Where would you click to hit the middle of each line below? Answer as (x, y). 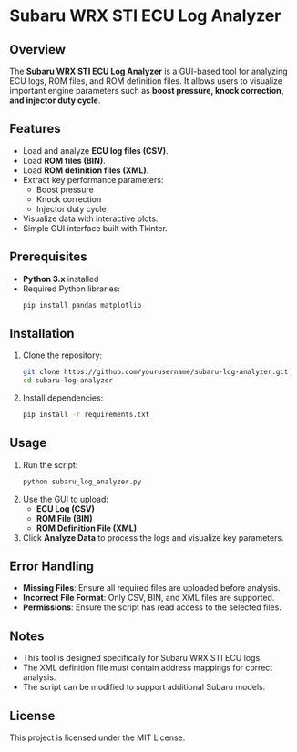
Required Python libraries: (72, 289)
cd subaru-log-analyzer (68, 381)
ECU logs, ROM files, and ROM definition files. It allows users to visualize (146, 81)
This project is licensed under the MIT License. (97, 737)
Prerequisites (48, 257)
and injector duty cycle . (55, 100)
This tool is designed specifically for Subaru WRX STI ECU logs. (142, 658)
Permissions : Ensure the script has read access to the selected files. (152, 607)
